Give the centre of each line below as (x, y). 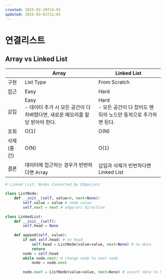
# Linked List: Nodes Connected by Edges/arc (53, 184)
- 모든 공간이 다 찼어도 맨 (126, 107)
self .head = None (41, 226)
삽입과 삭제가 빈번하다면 (125, 165)
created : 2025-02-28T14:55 (33, 10)
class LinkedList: (24, 216)
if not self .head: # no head (53, 240)
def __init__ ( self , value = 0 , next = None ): (57, 198)
